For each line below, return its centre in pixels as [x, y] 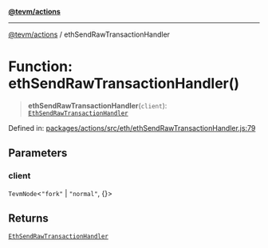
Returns [29, 218]
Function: [41, 67]
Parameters [38, 154]
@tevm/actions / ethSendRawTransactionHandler [89, 34]
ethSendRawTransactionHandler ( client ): [97, 105]
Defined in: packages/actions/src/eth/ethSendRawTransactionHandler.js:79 [132, 128]
